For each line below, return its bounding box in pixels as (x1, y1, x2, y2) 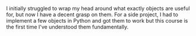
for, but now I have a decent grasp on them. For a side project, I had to (6, 11, 178, 18)
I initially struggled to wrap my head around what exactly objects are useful (6, 5, 190, 12)
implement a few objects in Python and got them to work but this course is (6, 17, 188, 24)
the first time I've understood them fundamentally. (6, 23, 129, 30)
